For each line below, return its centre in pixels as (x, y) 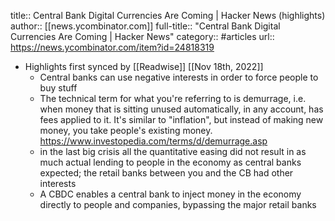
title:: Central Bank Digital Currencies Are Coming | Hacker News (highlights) (168, 15)
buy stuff (58, 88)
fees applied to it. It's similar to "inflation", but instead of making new (181, 119)
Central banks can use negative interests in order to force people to (179, 77)
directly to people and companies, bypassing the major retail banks (178, 204)
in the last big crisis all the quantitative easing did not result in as (173, 151)
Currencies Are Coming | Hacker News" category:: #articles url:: (142, 36)
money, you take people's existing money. (126, 130)
